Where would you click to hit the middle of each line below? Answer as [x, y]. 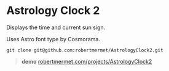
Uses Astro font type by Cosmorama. [53, 39]
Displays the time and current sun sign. [56, 27]
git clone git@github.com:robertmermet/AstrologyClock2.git [85, 50]
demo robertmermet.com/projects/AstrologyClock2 [87, 61]
